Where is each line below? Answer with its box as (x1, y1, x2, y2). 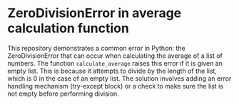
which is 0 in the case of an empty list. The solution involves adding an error (7, 74, 232, 83)
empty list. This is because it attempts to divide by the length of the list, (7, 66, 218, 75)
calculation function (7, 20, 130, 36)
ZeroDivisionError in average (7, 5, 182, 21)
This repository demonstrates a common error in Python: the (7, 44, 185, 52)
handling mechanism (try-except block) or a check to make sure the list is (7, 81, 223, 90)
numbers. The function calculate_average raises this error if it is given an (7, 59, 223, 67)
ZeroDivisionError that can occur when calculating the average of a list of (7, 51, 223, 60)
